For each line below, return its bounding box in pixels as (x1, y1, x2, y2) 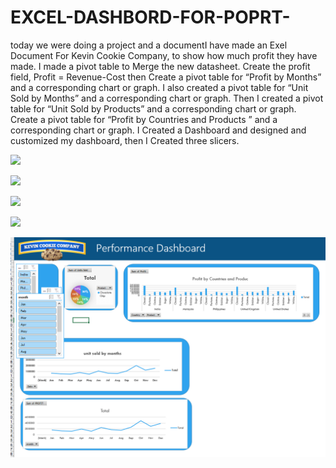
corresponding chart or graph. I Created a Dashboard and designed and (10, 124, 307, 136)
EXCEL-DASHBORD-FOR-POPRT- (10, 6, 291, 29)
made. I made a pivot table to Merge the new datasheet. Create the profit (10, 60, 311, 72)
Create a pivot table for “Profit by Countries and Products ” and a (10, 113, 278, 125)
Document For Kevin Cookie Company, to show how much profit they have (10, 49, 318, 61)
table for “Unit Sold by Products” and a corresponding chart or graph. (10, 102, 297, 115)
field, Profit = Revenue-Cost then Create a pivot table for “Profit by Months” (10, 71, 322, 83)
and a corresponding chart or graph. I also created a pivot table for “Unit (10, 81, 309, 93)
